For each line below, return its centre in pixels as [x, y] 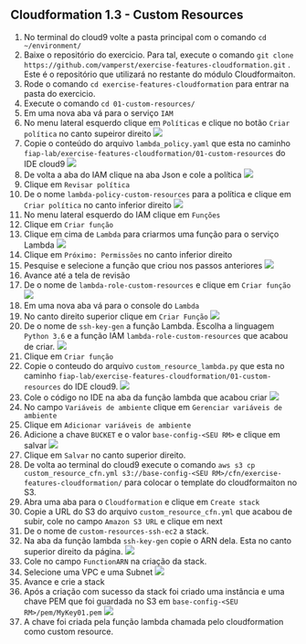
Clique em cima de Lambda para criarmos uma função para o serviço [151, 234]
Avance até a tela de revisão [77, 275]
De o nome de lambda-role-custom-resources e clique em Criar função [157, 285]
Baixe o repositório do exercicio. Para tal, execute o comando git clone [158, 55]
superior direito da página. [74, 551]
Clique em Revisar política [77, 184]
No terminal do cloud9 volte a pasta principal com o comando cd [145, 37]
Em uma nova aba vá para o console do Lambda [111, 305]
